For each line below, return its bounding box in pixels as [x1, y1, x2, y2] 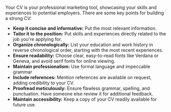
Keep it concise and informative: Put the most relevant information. [12, 25, 157, 31]
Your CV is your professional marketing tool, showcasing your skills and [5, 5, 157, 10]
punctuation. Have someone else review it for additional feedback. [12, 91, 153, 97]
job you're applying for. [12, 36, 62, 42]
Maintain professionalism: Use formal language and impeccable [12, 64, 150, 69]
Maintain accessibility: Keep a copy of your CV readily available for [12, 96, 157, 102]
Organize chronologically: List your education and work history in [12, 42, 153, 48]
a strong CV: [5, 15, 32, 21]
